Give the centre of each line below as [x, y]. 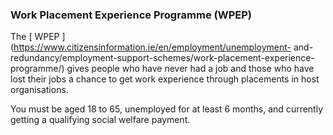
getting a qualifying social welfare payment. [100, 120]
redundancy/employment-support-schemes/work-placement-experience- [162, 58]
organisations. [39, 90]
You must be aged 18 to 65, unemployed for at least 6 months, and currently [167, 109]
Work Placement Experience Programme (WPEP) [131, 15]
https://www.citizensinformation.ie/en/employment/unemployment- [152, 47]
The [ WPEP [35, 37]
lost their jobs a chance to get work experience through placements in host [165, 79]
